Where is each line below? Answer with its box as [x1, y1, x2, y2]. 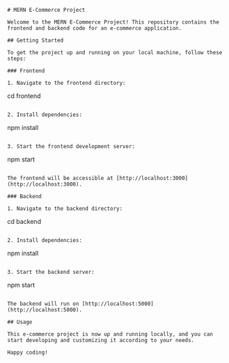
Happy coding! [7, 349, 49, 356]
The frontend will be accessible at [7, 175, 113, 181]
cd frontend [7, 92, 41, 100]
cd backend [7, 218, 42, 225]
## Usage [7, 318, 33, 325]
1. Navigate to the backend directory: [7, 205, 123, 212]
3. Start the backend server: [7, 268, 95, 275]
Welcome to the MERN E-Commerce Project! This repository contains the [7, 19, 219, 26]
